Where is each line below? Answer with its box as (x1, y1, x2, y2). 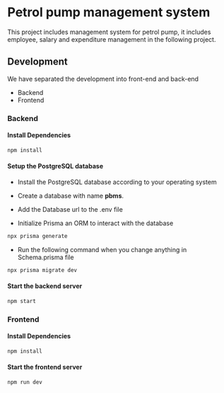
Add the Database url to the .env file (17, 205, 124, 213)
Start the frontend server (7, 363, 83, 372)
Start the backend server (7, 282, 83, 290)
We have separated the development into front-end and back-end (7, 74, 199, 83)
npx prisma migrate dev (7, 266, 78, 273)
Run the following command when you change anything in (17, 245, 187, 254)
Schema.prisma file (17, 253, 74, 261)
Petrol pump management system (7, 4, 211, 21)
